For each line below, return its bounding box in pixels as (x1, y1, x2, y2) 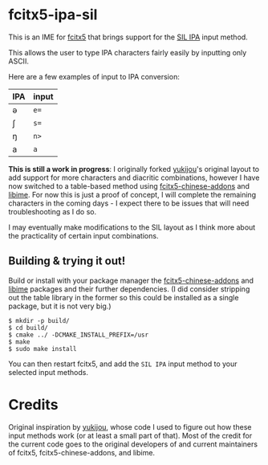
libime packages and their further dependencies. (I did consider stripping (8, 283, 250, 294)
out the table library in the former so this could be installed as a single (8, 292, 239, 302)
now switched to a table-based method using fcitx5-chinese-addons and (8, 181, 250, 190)
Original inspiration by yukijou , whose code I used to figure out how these (8, 422, 252, 431)
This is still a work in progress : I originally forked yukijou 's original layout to (8, 164, 259, 173)
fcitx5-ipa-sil (8, 6, 98, 24)
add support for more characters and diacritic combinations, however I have (8, 173, 260, 182)
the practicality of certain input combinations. (8, 230, 159, 240)
